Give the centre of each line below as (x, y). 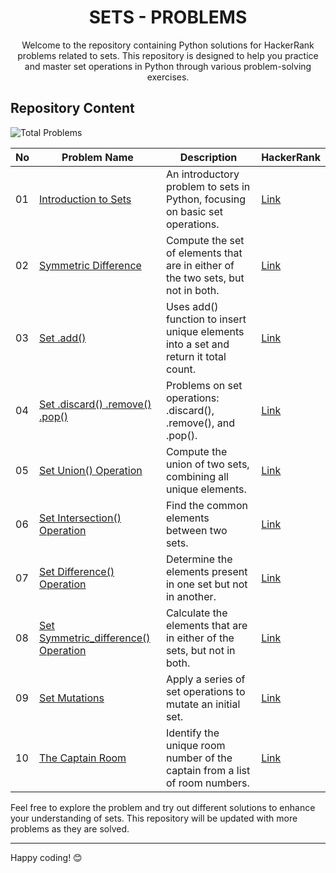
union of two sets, (207, 464)
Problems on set (204, 385)
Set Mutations (72, 698)
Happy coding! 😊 (46, 857)
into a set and (197, 344)
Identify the (192, 733)
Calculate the (196, 613)
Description (208, 157)
